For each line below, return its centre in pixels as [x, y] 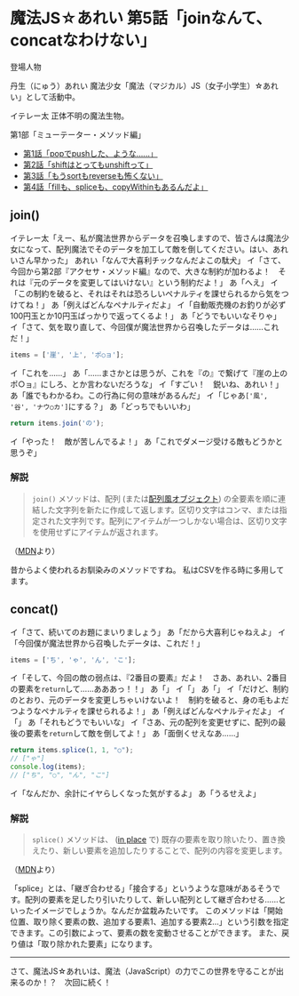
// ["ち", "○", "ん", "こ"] [60, 775]
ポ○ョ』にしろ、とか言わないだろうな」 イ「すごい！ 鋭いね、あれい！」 [146, 384]
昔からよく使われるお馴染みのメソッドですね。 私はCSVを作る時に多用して [147, 569]
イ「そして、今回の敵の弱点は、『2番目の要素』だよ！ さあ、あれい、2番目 [149, 678]
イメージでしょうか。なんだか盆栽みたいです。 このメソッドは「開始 [158, 911]
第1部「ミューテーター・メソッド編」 [78, 134]
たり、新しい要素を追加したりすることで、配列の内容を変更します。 [163, 851]
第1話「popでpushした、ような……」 [90, 153]
